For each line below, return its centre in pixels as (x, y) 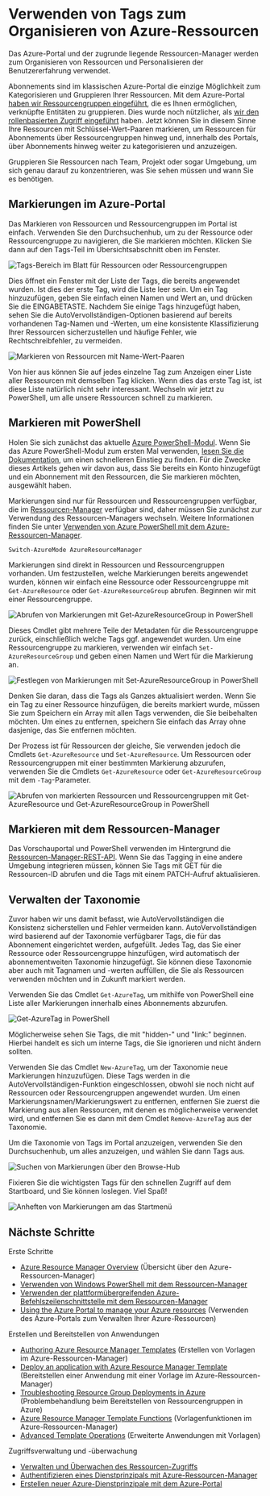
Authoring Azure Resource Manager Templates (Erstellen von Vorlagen (137, 1350)
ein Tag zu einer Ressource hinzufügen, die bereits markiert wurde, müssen (134, 704)
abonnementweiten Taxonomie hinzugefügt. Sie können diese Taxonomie (130, 962)
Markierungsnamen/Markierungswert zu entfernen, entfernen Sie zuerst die (134, 1102)
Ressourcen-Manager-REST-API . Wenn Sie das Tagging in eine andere (126, 857)
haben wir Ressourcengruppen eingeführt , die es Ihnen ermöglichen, (123, 103)
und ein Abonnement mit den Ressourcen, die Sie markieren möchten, (125, 476)
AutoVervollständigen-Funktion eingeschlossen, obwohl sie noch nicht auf (132, 1084)
